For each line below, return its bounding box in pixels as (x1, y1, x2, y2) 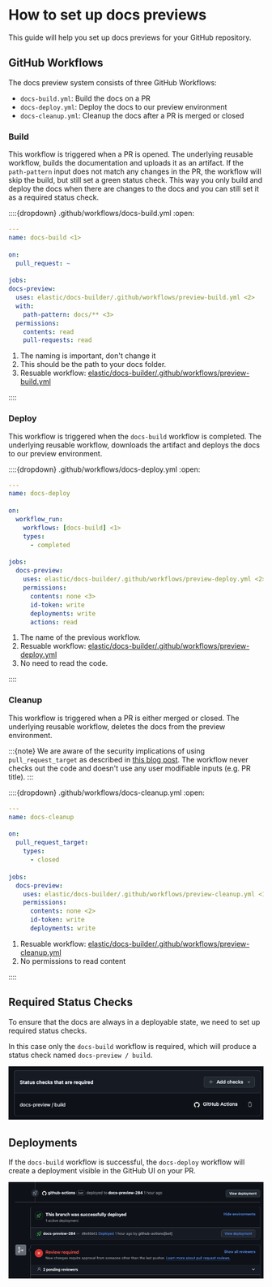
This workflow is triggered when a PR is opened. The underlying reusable (8, 149, 253, 159)
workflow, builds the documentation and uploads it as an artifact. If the (8, 158, 244, 168)
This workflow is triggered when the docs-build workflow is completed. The (8, 431, 261, 441)
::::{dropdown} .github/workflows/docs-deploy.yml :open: (8, 464, 201, 474)
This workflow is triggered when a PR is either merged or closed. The (8, 713, 240, 723)
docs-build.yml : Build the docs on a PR (19, 93, 151, 103)
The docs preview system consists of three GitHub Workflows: (8, 77, 217, 87)
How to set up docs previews (8, 6, 207, 24)
